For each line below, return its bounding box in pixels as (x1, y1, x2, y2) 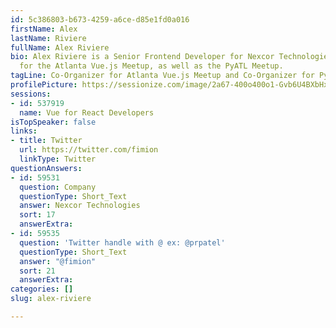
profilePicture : (10, 80, 78, 90)
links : (10, 126, 38, 136)
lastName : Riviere (10, 33, 87, 43)
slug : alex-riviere (10, 294, 92, 304)
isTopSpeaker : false (10, 117, 97, 127)
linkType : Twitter (19, 154, 97, 164)
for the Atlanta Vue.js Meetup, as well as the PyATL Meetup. (19, 61, 284, 71)
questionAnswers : (10, 163, 83, 173)
